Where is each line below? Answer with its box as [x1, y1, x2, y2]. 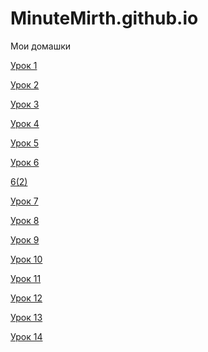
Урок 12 [10, 292, 43, 304]
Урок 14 [10, 330, 43, 342]
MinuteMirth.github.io [10, 7, 199, 30]
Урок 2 [10, 78, 40, 91]
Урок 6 [10, 156, 40, 168]
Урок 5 [10, 137, 40, 149]
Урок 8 [10, 214, 40, 226]
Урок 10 [10, 253, 43, 265]
